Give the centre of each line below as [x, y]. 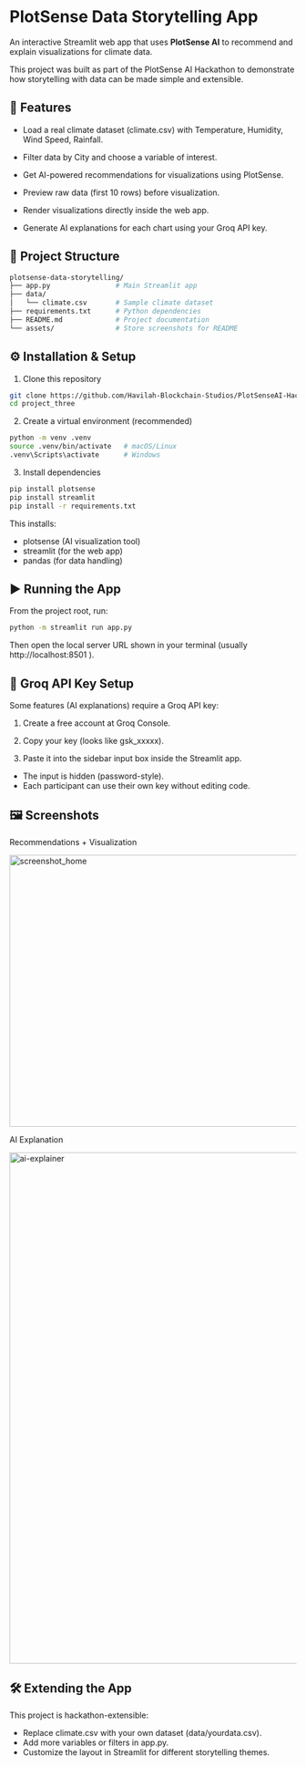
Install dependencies [62, 472]
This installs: [33, 523]
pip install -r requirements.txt [73, 506]
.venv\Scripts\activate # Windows [85, 455]
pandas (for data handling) [72, 560]
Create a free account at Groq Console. [97, 723]
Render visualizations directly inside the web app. [116, 210]
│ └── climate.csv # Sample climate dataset [112, 303]
